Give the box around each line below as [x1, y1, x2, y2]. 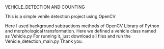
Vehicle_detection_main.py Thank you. [5, 38, 83, 44]
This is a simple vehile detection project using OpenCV [5, 14, 116, 19]
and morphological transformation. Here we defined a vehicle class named [5, 28, 156, 33]
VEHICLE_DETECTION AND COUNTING [5, 4, 85, 10]
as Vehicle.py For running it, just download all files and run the [5, 33, 131, 39]
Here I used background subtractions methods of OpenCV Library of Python [5, 23, 160, 29]
